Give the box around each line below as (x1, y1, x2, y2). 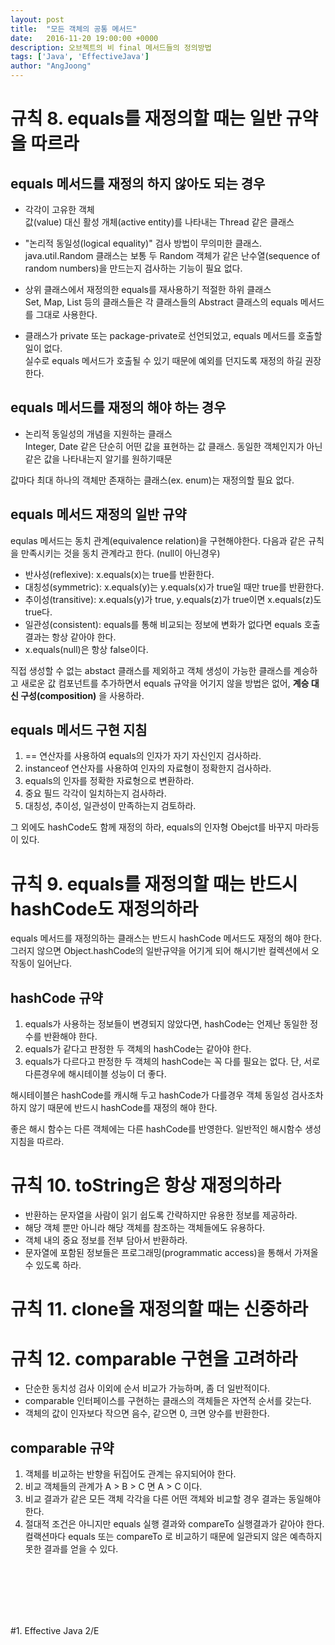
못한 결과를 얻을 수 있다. (24, 1543, 119, 1555)
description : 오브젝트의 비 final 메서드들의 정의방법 (10, 42, 212, 53)
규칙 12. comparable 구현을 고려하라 (10, 1347, 298, 1370)
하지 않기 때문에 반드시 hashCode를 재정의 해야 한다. (10, 1102, 218, 1114)
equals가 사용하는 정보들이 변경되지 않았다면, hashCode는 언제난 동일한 (24, 1018, 308, 1030)
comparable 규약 (10, 1439, 115, 1456)
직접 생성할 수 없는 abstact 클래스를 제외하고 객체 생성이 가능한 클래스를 (10, 664, 292, 676)
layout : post (10, 14, 65, 25)
